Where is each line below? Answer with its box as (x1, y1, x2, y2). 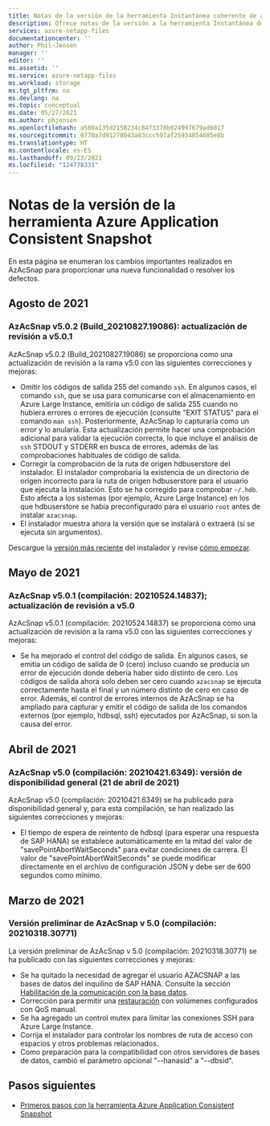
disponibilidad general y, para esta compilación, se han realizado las (8, 804, 235, 813)
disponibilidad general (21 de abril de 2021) (8, 776, 180, 788)
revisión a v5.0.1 (8, 331, 73, 342)
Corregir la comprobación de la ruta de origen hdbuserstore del (19, 459, 231, 469)
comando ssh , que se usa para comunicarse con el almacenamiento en (19, 391, 256, 400)
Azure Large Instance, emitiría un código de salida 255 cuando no (19, 399, 239, 408)
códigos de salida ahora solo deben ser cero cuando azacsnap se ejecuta (19, 677, 262, 686)
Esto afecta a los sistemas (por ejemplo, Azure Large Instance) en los (19, 493, 250, 502)
